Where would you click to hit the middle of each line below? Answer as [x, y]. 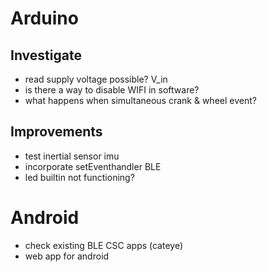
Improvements [56, 132]
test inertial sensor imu [72, 156]
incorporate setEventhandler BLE [93, 166]
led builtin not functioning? [79, 177]
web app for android [67, 256]
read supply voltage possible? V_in [96, 79]
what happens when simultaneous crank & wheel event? [140, 100]
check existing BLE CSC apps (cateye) [104, 245]
